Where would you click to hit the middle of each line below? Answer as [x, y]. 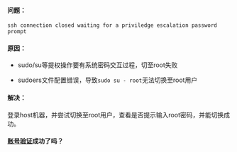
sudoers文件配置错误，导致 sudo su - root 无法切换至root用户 [107, 80]
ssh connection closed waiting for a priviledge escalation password [112, 25]
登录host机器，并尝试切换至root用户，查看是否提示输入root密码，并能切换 [116, 115]
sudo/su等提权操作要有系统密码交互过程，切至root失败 [98, 65]
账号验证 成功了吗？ [35, 141]
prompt [17, 32]
